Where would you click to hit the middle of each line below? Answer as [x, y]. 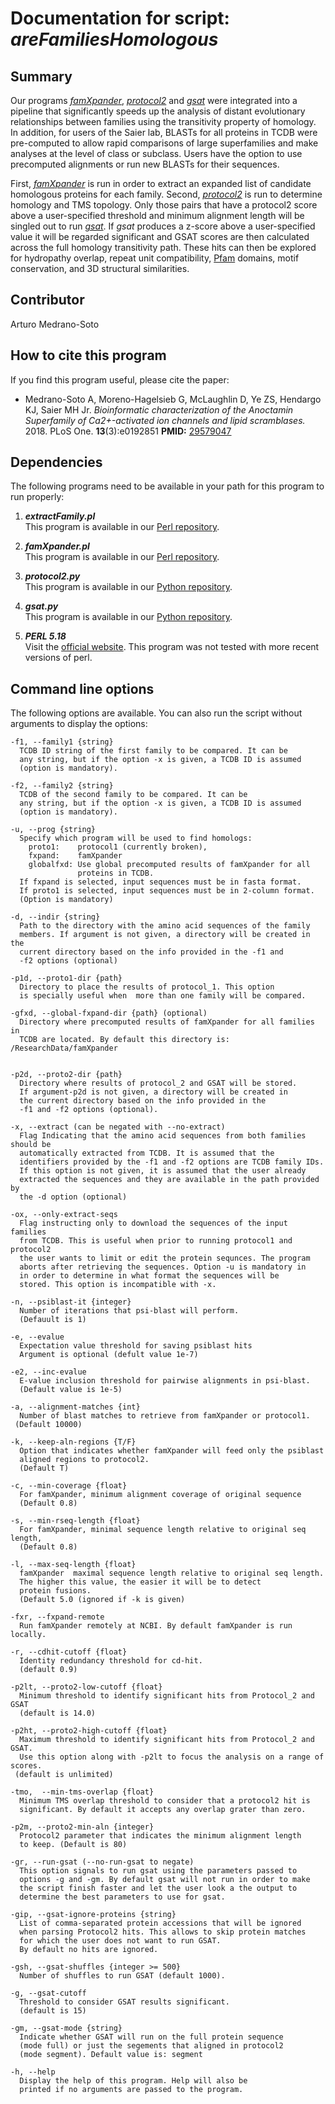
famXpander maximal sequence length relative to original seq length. [172, 1573]
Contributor [47, 300]
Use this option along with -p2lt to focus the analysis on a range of [172, 1757]
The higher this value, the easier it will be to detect [140, 1582]
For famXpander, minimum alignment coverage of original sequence [160, 1495]
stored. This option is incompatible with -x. [118, 1285]
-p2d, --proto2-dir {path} [66, 1075]
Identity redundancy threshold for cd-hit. [111, 1661]
